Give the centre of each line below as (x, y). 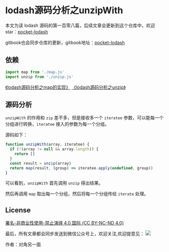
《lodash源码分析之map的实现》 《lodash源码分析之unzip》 (65, 87)
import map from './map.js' (35, 72)
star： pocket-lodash (27, 31)
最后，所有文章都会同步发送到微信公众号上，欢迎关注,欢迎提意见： (75, 234)
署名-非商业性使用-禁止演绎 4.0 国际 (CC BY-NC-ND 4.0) (65, 223)
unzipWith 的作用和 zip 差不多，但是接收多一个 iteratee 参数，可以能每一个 (84, 118)
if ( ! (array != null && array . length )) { (54, 149)
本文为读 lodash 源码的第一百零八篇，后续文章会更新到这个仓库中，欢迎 (80, 25)
